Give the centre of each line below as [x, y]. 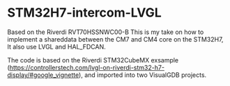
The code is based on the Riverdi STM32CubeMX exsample [93, 60]
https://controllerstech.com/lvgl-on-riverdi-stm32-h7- [87, 67]
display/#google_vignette [43, 75]
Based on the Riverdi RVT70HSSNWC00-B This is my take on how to [106, 32]
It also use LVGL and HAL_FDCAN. [56, 46]
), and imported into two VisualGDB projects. [143, 75]
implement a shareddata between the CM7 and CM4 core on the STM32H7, [115, 39]
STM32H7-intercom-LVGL [84, 13]
